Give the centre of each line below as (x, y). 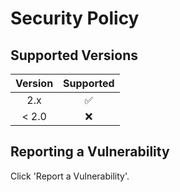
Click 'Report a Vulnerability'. (70, 176)
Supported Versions (74, 55)
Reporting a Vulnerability (90, 152)
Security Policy (75, 18)
